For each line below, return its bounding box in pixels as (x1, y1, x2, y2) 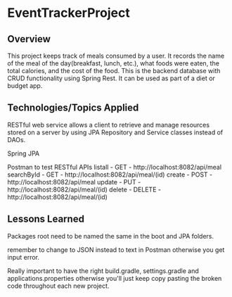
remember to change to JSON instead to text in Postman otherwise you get (7, 245, 225, 254)
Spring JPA (7, 149, 40, 158)
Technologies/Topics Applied (7, 102, 139, 114)
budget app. (7, 82, 43, 89)
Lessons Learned (7, 213, 84, 225)
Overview (7, 33, 51, 45)
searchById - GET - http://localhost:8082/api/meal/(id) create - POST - (7, 170, 213, 179)
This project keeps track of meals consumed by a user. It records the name (7, 51, 225, 60)
